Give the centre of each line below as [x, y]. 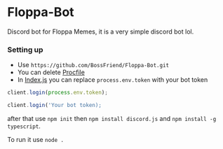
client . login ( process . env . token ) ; [58, 93]
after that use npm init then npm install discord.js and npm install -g [112, 118]
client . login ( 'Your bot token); [54, 106]
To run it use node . [36, 139]
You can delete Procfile [51, 72]
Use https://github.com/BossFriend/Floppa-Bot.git [93, 65]
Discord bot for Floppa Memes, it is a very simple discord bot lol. [101, 31]
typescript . [24, 126]
